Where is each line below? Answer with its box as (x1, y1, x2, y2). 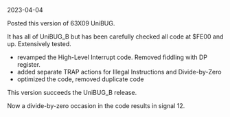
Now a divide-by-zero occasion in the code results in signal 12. (7, 102, 185, 109)
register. (16, 61, 41, 68)
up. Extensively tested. (7, 40, 72, 47)
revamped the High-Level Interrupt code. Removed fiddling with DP (16, 53, 208, 61)
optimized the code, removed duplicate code (16, 75, 144, 83)
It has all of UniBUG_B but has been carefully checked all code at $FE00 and (7, 32, 224, 41)
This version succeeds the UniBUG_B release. (7, 89, 137, 96)
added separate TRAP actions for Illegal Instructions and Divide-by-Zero (16, 68, 222, 76)
